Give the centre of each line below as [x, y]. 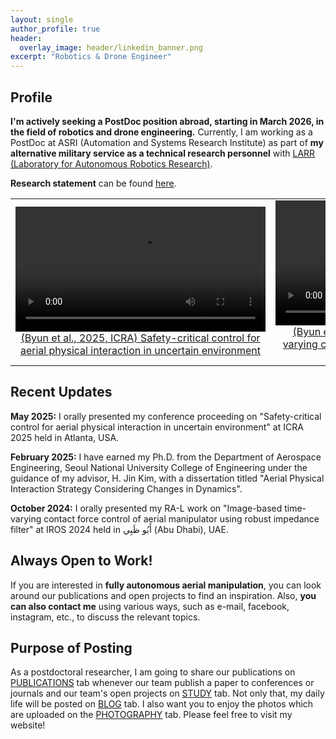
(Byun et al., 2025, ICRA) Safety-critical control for [140, 338]
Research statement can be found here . [93, 183]
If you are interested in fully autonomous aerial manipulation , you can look [166, 585]
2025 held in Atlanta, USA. [65, 437]
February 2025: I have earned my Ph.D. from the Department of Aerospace [166, 457]
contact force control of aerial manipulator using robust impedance [181, 518]
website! [28, 725]
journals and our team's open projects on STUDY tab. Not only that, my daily [167, 693]
